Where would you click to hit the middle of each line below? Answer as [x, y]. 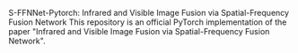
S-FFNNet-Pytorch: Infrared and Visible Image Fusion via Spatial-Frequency [149, 13]
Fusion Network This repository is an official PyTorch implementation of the [148, 22]
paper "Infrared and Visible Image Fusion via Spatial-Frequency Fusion [139, 31]
